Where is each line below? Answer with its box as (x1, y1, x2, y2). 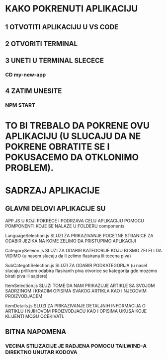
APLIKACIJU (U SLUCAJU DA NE (5, 130, 141, 142)
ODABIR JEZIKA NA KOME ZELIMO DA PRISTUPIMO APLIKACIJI (5, 238, 136, 244)
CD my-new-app (5, 72, 46, 78)
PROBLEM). (5, 162, 54, 173)
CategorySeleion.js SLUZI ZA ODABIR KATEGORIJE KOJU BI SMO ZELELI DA (5, 247, 162, 253)
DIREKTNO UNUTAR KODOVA (5, 349, 78, 356)
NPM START (5, 101, 36, 108)
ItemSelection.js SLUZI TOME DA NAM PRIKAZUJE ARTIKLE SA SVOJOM (5, 283, 155, 288)
